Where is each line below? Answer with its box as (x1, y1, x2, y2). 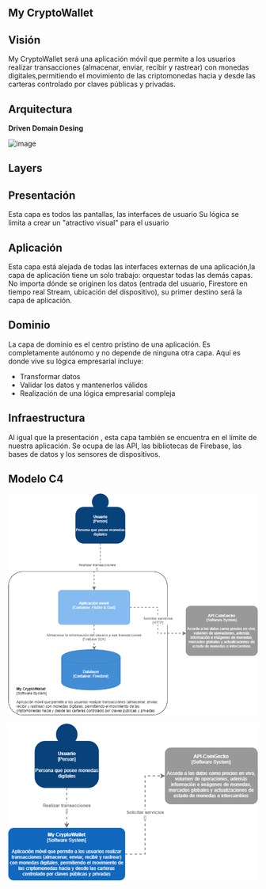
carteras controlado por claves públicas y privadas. (8, 79, 176, 89)
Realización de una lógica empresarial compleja (19, 388, 176, 398)
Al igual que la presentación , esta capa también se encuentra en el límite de (8, 432, 257, 442)
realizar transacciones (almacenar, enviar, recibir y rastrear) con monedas (8, 63, 249, 72)
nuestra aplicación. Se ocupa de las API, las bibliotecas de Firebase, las (8, 441, 242, 450)
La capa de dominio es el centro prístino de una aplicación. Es (8, 340, 211, 349)
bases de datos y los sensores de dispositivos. (8, 449, 161, 458)
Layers (8, 161, 43, 175)
